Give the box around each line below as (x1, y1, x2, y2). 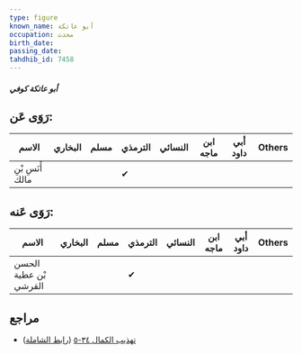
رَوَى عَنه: (9, 204, 54, 219)
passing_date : (9, 47, 63, 56)
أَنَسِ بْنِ (13, 162, 43, 175)
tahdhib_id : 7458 (9, 55, 75, 64)
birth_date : (9, 38, 54, 48)
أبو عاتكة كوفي (9, 83, 58, 94)
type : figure (9, 13, 58, 23)
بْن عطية (13, 268, 47, 281)
